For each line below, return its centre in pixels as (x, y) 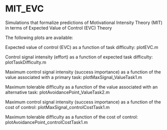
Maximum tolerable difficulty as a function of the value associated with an (81, 87)
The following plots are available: (39, 37)
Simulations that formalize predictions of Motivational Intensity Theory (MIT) (84, 22)
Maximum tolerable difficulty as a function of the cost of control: (72, 117)
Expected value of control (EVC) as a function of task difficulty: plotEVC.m (82, 47)
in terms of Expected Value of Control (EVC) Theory (59, 27)
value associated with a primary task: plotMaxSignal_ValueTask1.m (73, 77)
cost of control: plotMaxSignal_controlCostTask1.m (57, 107)
